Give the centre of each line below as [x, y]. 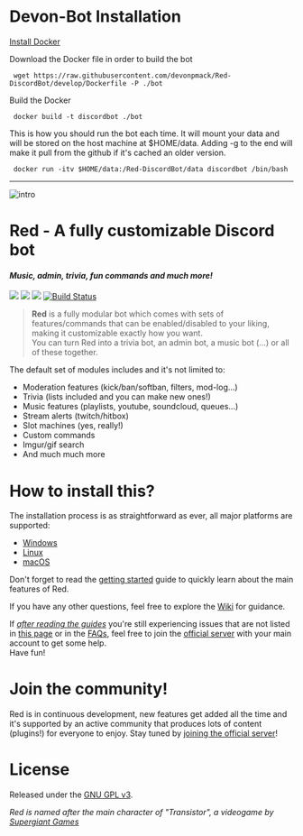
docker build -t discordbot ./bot [78, 116]
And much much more [64, 455]
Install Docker [35, 41]
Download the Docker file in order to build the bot [101, 59]
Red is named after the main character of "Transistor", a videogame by [142, 813]
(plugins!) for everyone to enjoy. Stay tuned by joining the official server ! [143, 733]
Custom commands [59, 436]
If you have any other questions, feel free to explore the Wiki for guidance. [147, 607]
